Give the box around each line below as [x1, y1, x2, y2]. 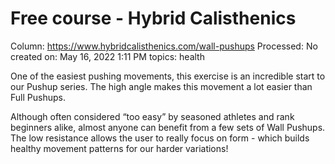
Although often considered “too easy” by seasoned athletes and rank [10, 110, 295, 122]
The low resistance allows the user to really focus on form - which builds [10, 132, 310, 144]
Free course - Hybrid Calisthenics [10, 7, 297, 30]
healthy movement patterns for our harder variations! [10, 142, 229, 154]
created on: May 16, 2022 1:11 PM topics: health [10, 50, 205, 62]
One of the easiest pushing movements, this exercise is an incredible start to [10, 70, 326, 82]
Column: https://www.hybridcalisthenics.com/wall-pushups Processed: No [10, 40, 318, 52]
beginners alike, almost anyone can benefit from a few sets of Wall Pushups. [10, 121, 326, 133]
